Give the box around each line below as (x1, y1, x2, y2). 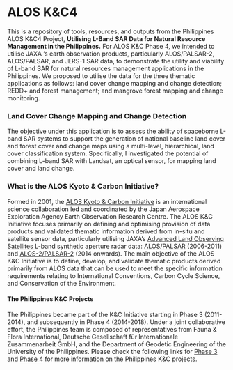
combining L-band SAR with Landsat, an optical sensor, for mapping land (7, 157, 216, 165)
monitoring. (7, 93, 40, 102)
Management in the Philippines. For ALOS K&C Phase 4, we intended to (7, 42, 215, 50)
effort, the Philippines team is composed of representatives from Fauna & (7, 325, 217, 333)
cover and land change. (7, 164, 75, 173)
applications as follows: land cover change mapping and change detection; (7, 79, 223, 87)
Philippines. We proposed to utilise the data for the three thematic (7, 71, 195, 80)
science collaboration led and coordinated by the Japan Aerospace (7, 205, 200, 213)
